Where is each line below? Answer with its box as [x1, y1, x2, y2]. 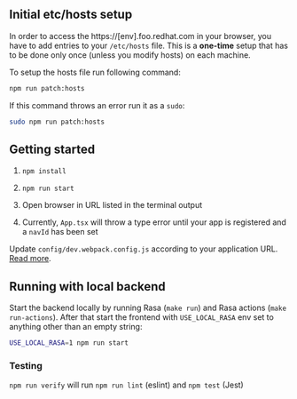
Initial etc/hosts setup [9, 7, 133, 22]
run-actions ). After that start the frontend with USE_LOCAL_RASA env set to [9, 312, 275, 323]
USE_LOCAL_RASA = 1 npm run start [9, 339, 129, 347]
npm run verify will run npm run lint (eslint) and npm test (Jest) [9, 379, 244, 390]
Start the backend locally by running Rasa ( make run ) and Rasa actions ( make [9, 302, 286, 314]
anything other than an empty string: [9, 322, 143, 332]
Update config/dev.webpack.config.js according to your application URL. [9, 243, 278, 254]
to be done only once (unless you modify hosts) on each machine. [9, 49, 251, 60]
